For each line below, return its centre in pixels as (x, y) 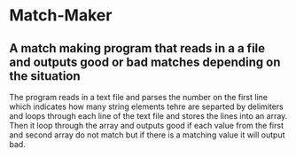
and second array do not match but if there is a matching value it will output (147, 135)
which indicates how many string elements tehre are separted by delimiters (146, 106)
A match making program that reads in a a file (137, 48)
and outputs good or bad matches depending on (145, 62)
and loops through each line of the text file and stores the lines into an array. (148, 116)
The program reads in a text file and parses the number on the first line (139, 97)
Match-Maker (61, 16)
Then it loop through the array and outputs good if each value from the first (146, 126)
